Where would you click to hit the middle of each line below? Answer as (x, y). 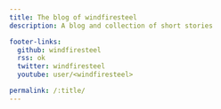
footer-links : (36, 42)
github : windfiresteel (59, 50)
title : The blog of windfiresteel (74, 17)
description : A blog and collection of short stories (111, 26)
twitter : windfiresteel (61, 66)
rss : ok (32, 58)
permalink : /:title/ (48, 90)
